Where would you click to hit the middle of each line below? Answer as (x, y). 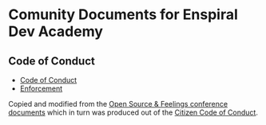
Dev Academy (56, 31)
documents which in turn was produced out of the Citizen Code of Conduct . (133, 112)
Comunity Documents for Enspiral (123, 15)
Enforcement (41, 88)
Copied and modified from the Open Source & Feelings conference (118, 104)
